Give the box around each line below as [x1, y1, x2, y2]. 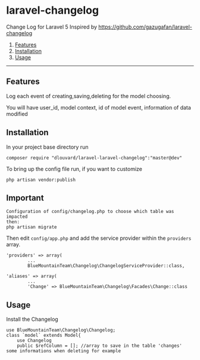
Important [6, 193, 44, 203]
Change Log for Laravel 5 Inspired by [6, 23, 97, 30]
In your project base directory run [6, 143, 89, 151]
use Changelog [17, 337, 52, 344]
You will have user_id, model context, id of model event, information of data [6, 104, 192, 111]
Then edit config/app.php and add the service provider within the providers [6, 234, 192, 242]
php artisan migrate [6, 224, 58, 230]
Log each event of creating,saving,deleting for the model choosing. [6, 92, 171, 99]
